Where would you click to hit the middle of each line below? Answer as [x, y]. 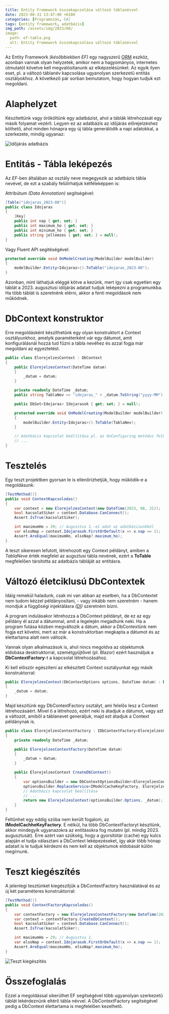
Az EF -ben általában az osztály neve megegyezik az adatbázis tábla [76, 178]
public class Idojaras [29, 207]
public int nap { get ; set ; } [46, 221]
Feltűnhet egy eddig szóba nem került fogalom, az [57, 820]
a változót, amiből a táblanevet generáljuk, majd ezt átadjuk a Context [77, 716]
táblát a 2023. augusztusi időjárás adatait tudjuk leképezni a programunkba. [84, 288]
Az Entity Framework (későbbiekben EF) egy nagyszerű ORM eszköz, [77, 57]
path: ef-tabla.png [30, 38]
